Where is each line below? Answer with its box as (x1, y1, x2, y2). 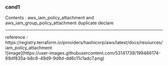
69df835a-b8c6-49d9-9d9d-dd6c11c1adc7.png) (5, 56, 104, 62)
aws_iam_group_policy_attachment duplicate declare (5, 20, 114, 26)
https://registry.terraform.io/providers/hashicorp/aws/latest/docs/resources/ (5, 40, 163, 46)
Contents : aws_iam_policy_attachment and (5, 15, 94, 21)
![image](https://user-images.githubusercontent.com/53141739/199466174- (5, 50, 161, 56)
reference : (5, 34, 28, 40)
